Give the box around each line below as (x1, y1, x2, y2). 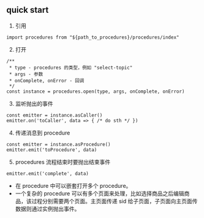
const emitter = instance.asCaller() (6, 112, 103, 119)
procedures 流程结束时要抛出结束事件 (15, 158, 111, 165)
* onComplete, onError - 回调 (9, 77, 85, 84)
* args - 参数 (9, 71, 43, 77)
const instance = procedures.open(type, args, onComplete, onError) (6, 88, 185, 95)
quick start (6, 5, 49, 15)
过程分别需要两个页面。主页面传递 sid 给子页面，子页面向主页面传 (31, 197, 198, 204)
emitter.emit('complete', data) (6, 170, 89, 177)
